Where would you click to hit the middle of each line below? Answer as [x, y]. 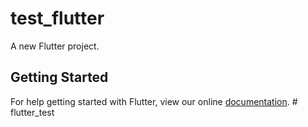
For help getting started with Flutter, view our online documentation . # [154, 101]
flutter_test [32, 112]
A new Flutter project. [55, 46]
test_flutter [57, 18]
